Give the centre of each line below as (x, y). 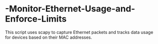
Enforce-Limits (36, 19)
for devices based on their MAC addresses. (49, 37)
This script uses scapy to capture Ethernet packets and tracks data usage (79, 32)
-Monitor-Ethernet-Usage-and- (70, 9)
